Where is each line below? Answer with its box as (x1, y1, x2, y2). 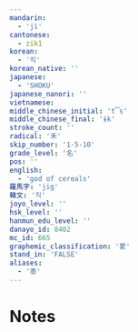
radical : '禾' (9, 132, 62, 141)
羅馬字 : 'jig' (9, 183, 59, 192)
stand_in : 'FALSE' (9, 250, 79, 259)
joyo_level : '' (9, 199, 67, 209)
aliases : (9, 258, 43, 268)
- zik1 (17, 38, 43, 48)
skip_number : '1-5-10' (9, 140, 95, 149)
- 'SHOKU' (17, 81, 54, 90)
